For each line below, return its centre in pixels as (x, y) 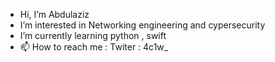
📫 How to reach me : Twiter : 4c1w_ (94, 47)
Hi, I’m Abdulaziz (54, 14)
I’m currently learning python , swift (93, 35)
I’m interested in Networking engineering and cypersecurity (142, 25)
